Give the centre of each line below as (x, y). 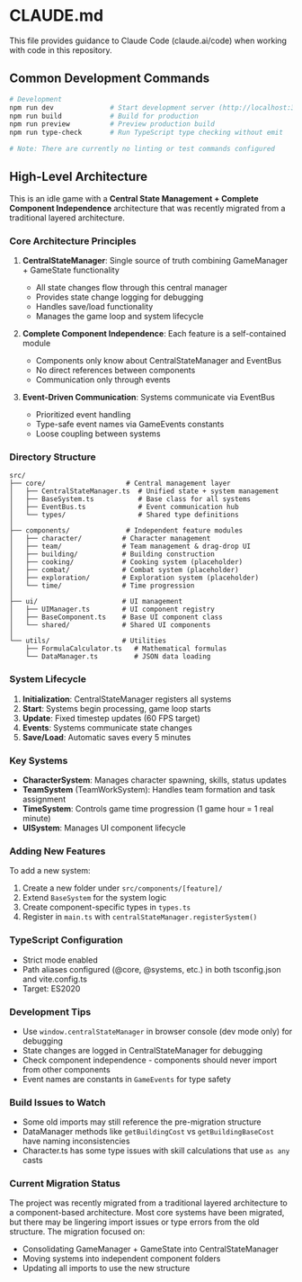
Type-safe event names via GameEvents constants (130, 425)
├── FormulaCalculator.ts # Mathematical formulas (126, 649)
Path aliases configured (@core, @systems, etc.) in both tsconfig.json (151, 969)
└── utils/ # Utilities (88, 641)
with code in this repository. (61, 49)
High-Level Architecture (79, 177)
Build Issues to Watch (58, 1102)
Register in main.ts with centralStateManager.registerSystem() (140, 917)
